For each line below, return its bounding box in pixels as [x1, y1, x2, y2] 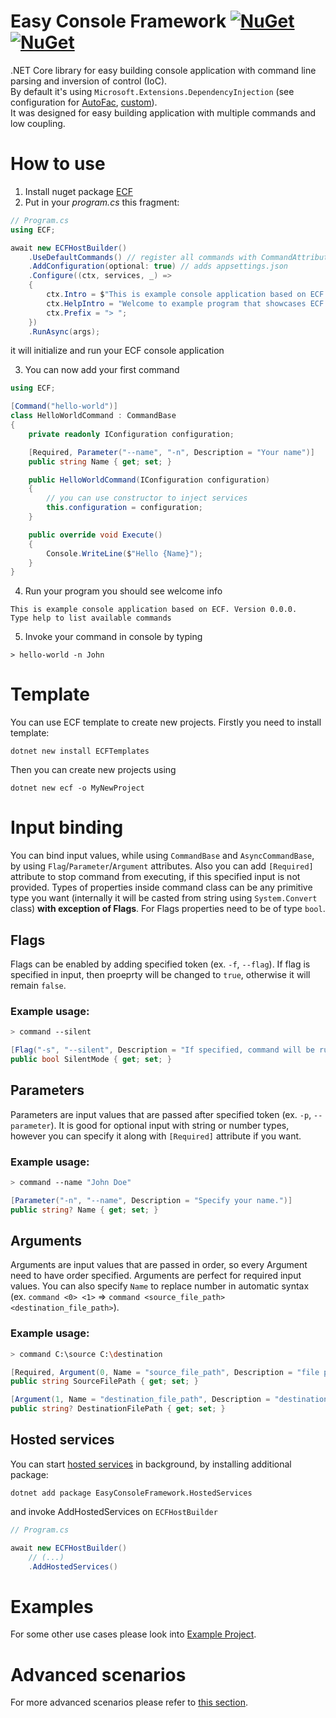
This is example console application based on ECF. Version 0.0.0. [10, 605, 298, 615]
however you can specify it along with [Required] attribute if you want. [10, 1130, 302, 1142]
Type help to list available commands [10, 613, 172, 624]
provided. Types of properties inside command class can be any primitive [10, 881, 313, 894]
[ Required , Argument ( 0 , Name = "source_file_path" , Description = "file [10, 1367, 320, 1377]
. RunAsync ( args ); [28, 326, 101, 337]
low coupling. [10, 117, 66, 129]
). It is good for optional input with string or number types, [50, 1119, 290, 1131]
